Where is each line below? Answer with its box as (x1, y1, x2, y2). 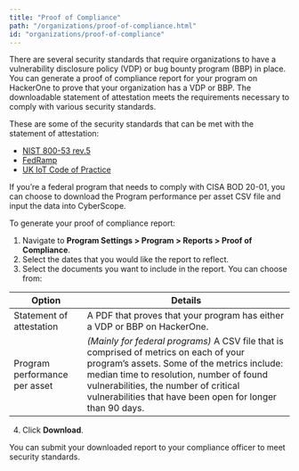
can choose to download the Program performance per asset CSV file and (9, 191, 281, 202)
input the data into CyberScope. (9, 201, 126, 211)
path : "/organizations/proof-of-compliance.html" (9, 21, 198, 30)
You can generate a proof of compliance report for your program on (9, 73, 258, 84)
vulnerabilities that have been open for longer (86, 391, 278, 403)
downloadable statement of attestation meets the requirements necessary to (9, 92, 290, 103)
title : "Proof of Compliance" (9, 12, 122, 22)
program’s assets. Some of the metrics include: (86, 358, 283, 370)
